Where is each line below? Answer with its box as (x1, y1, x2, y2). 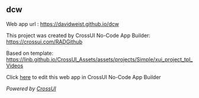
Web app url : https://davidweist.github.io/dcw (6, 20, 120, 27)
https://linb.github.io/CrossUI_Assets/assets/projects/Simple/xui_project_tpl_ (6, 55, 193, 63)
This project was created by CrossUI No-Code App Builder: (6, 32, 151, 39)
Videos (6, 62, 24, 69)
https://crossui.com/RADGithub (6, 38, 83, 45)
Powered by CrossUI (6, 85, 56, 92)
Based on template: (6, 50, 54, 57)
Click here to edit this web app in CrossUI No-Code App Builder (6, 73, 161, 80)
